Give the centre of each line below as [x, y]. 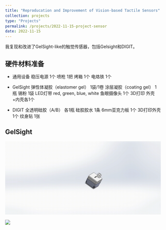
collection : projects [27, 16]
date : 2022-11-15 [23, 31]
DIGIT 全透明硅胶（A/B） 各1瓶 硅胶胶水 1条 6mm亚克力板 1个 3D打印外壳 [86, 110]
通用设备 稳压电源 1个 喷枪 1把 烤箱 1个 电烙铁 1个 [62, 76]
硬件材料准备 [25, 64]
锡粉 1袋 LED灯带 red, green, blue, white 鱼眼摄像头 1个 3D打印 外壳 [86, 93]
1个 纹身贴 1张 [26, 116]
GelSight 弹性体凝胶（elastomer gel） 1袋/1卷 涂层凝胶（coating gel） [83, 87]
